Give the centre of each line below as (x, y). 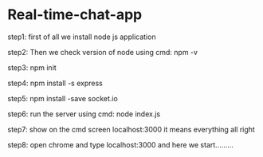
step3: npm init (32, 67)
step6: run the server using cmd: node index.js (84, 114)
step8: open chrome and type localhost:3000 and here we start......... (121, 144)
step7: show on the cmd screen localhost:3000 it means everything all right (131, 129)
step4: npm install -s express (55, 83)
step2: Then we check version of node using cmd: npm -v (103, 52)
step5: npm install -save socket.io (63, 98)
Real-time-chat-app (75, 15)
